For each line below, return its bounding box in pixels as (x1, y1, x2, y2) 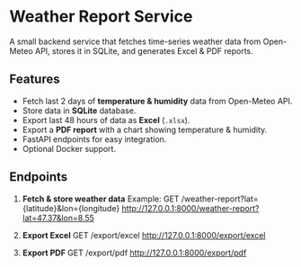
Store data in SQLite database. (22, 105, 137, 116)
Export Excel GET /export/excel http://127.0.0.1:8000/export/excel (22, 229, 266, 240)
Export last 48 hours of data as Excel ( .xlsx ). (22, 114, 190, 125)
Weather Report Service (9, 6, 193, 27)
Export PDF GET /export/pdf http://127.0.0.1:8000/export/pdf (22, 247, 247, 258)
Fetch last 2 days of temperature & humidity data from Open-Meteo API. (22, 95, 293, 106)
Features (9, 72, 60, 87)
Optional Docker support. (22, 143, 117, 154)
